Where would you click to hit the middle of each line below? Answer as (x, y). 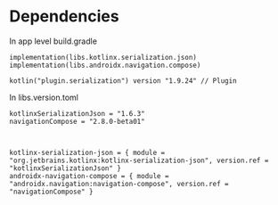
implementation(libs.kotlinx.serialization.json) (103, 57)
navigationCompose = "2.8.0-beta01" (77, 121)
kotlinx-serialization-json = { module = (87, 152)
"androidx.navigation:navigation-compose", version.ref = (119, 184)
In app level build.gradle (53, 41)
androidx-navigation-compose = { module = (89, 176)
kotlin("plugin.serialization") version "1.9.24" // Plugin (123, 81)
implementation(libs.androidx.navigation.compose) (105, 65)
